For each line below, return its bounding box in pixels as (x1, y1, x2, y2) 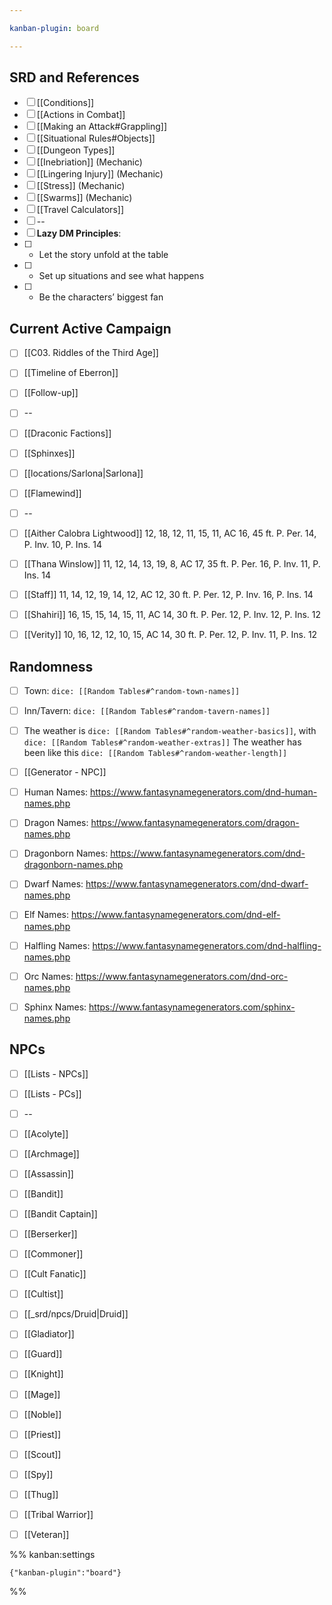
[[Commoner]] (23, 1248, 84, 1260)
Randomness (9, 658, 94, 675)
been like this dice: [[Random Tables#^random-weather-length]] (23, 747, 288, 759)
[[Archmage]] (23, 1147, 80, 1160)
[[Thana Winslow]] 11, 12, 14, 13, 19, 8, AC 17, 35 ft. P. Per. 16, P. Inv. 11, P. (23, 557, 321, 570)
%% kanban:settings (9, 1549, 96, 1560)
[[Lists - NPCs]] (23, 1067, 89, 1080)
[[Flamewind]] (23, 487, 82, 499)
